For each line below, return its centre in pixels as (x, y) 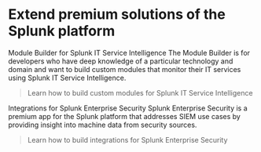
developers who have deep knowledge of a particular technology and (121, 61)
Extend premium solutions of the (117, 14)
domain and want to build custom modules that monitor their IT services (125, 69)
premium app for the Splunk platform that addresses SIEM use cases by (125, 116)
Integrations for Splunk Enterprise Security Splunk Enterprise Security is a (128, 108)
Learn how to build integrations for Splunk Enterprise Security (127, 139)
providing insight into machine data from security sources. (103, 125)
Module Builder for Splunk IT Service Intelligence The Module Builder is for (129, 52)
